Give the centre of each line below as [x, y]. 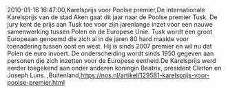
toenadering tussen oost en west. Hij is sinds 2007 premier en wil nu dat [110, 46]
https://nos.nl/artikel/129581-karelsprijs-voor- [145, 75]
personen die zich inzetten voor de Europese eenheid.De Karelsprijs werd [112, 61]
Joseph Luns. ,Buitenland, [44, 75]
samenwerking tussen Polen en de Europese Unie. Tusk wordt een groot [110, 31]
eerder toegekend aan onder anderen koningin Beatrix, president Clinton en [114, 68]
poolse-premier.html [36, 82]
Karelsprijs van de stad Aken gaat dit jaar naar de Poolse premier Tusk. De [113, 17]
